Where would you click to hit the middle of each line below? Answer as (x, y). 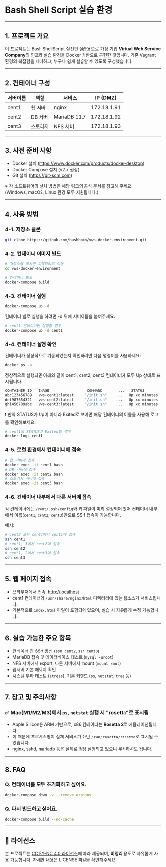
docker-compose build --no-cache (40, 819)
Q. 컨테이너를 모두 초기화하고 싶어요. (46, 784)
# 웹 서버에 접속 (20, 460)
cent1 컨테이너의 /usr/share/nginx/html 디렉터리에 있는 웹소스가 (76, 598)
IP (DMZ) (106, 98)
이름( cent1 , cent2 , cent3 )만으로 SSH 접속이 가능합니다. (67, 515)
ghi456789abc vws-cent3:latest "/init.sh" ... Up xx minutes (82, 404)
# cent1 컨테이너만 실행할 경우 (33, 326)
